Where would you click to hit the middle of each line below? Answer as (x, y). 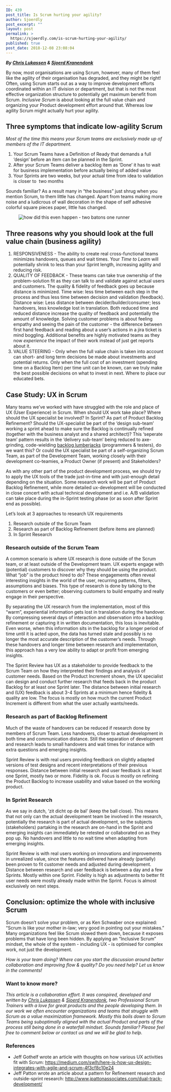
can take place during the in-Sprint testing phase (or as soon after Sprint (82, 498)
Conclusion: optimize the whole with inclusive (80, 902)
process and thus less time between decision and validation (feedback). (89, 297)
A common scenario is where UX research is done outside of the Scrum (81, 559)
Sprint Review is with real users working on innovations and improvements (84, 853)
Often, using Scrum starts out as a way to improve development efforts (80, 83)
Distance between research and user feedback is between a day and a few (84, 870)
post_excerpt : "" (24, 24)
